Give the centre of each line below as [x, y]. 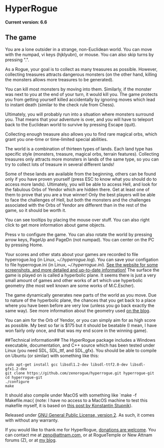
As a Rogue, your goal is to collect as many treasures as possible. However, [81, 69]
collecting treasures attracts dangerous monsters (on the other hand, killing [81, 74]
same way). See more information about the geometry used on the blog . [78, 310]
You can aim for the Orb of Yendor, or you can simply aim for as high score [80, 320]
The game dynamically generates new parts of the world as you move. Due [81, 295]
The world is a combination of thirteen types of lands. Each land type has [79, 149]
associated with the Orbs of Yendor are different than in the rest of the [76, 205]
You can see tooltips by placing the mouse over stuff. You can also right [77, 220]
